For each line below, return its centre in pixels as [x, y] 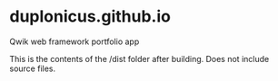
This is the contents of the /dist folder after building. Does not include [139, 58]
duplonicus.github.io [90, 17]
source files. [33, 68]
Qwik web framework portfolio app [74, 41]
